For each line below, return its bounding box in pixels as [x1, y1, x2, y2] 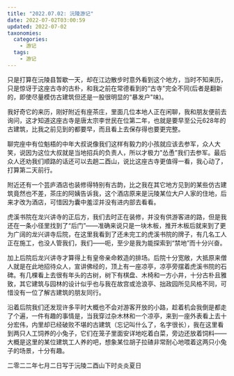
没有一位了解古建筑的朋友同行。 [13, 288, 105, 296]
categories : [13, 36, 49, 43]
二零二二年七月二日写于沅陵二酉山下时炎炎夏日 [7, 361, 141, 369]
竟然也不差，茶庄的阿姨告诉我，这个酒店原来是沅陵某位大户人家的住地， [13, 189, 221, 197]
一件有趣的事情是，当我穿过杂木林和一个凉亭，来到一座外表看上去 [31, 311, 221, 320]
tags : [13, 49, 30, 56]
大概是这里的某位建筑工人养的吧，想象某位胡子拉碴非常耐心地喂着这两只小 [7, 338, 221, 346]
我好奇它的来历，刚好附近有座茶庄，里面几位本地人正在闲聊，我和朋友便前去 [7, 107, 227, 115]
